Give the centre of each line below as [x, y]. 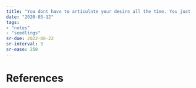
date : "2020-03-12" [30, 17]
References [35, 78]
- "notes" [18, 28]
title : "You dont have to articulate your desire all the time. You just [99, 11]
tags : [13, 22]
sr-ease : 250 [22, 50]
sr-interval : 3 [25, 44]
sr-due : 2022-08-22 [30, 38]
